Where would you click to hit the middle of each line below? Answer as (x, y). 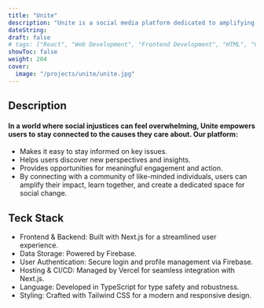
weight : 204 (27, 60)
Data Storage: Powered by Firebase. (78, 254)
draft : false (29, 37)
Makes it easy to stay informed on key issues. (93, 152)
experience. (39, 245)
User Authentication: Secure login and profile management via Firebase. (136, 262)
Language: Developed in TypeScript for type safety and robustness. (129, 287)
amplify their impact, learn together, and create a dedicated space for (132, 185)
